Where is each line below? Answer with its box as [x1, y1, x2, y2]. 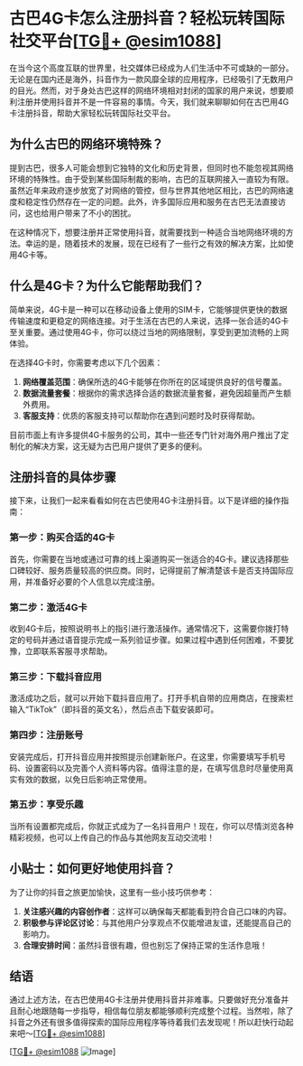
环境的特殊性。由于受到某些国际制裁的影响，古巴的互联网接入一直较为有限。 [9, 173, 294, 184]
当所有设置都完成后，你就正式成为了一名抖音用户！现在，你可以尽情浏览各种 [9, 820, 294, 831]
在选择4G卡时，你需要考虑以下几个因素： [9, 357, 163, 368]
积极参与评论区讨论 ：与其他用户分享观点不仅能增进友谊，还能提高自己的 [22, 917, 291, 928]
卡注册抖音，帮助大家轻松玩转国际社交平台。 [9, 108, 176, 118]
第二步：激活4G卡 [9, 601, 87, 613]
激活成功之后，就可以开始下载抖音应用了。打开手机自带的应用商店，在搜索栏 [9, 693, 294, 704]
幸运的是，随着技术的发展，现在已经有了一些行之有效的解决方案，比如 [24, 238, 286, 248]
